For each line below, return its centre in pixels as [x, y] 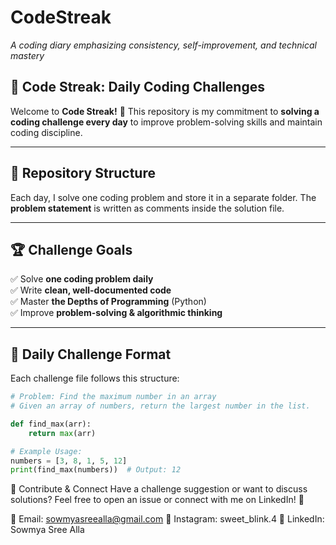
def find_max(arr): [51, 424]
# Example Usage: [46, 451]
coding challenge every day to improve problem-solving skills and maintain [166, 122]
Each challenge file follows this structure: [95, 378]
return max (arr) [62, 433]
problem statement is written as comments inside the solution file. [147, 208]
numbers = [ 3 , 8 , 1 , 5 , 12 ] [69, 461]
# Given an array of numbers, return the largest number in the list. [160, 406]
